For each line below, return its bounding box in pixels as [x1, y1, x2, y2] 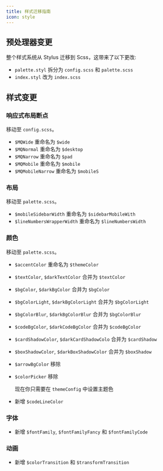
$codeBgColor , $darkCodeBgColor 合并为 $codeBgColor [14, 323, 142, 330]
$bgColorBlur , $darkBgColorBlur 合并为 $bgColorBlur [14, 310, 142, 318]
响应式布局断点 [6, 111, 49, 120]
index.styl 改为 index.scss [14, 74, 81, 81]
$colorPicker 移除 [14, 373, 59, 380]
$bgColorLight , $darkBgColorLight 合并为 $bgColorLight [14, 298, 150, 305]
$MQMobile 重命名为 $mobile [14, 161, 81, 167]
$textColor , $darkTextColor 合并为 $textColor [14, 273, 126, 280]
